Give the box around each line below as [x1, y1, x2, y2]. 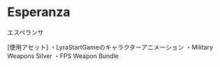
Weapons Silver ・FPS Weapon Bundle [7, 52, 119, 60]
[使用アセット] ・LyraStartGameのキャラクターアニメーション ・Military [7, 43, 214, 51]
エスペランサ [7, 28, 44, 36]
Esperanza [7, 4, 71, 20]
